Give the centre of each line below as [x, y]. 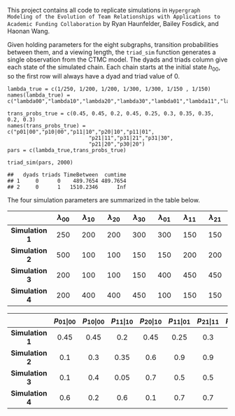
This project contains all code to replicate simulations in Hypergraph [104, 10]
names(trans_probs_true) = [47, 125]
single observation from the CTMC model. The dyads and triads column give [117, 60]
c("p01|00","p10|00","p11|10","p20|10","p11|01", [81, 132]
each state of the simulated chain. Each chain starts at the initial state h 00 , [114, 68]
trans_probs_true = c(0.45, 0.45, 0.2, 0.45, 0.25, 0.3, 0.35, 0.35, [111, 113]
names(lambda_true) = [39, 95]
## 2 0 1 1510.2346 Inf [67, 187]
